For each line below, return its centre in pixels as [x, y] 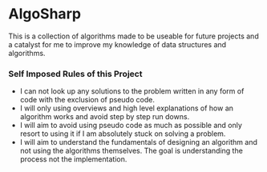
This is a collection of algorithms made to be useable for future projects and [133, 36]
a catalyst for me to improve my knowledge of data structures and [117, 44]
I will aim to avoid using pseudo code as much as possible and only [131, 126]
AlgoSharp [45, 14]
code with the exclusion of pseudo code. [87, 100]
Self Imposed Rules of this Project [75, 74]
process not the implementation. [73, 159]
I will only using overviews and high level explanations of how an [127, 108]
